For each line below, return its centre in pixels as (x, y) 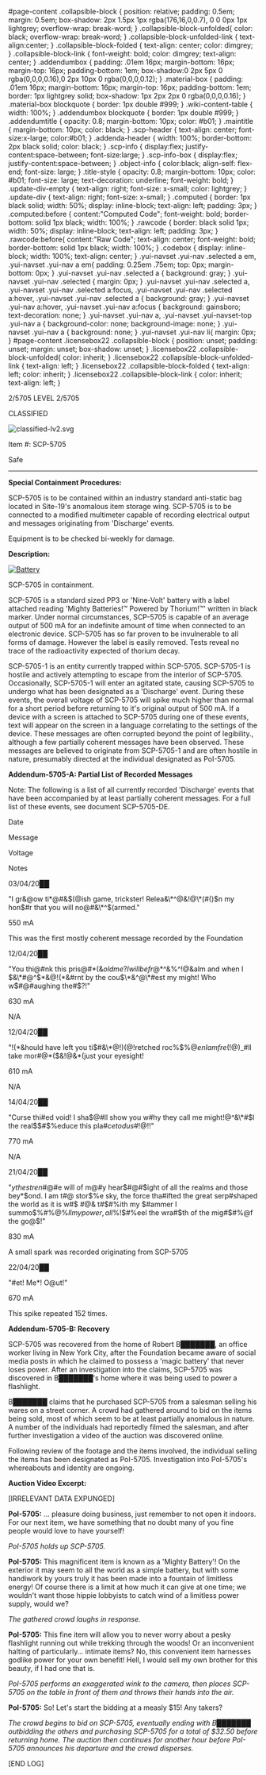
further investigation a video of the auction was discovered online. (116, 1435)
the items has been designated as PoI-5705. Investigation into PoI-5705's (128, 1459)
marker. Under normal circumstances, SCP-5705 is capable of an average (129, 617)
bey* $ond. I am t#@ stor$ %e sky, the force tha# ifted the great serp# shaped (133, 1196)
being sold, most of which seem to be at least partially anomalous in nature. (131, 1418)
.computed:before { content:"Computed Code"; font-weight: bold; (116, 214)
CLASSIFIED (28, 413)
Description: (29, 554)
